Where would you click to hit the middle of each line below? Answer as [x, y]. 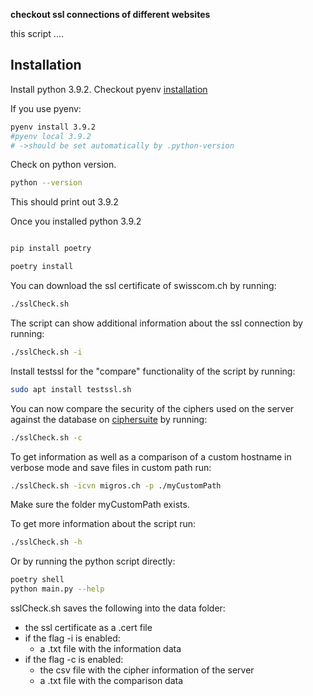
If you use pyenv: [46, 108]
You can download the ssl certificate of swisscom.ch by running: [143, 286]
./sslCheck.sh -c [46, 437]
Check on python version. [63, 165]
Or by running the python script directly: [93, 561]
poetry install [42, 267]
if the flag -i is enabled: [72, 638]
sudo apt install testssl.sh [71, 389]
